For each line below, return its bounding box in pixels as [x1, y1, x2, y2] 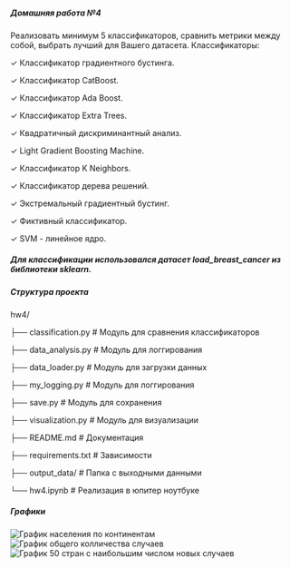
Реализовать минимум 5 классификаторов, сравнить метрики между [10, 30, 281, 41]
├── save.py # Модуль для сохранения [10, 397, 162, 408]
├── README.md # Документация [10, 432, 144, 444]
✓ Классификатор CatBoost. [10, 74, 120, 85]
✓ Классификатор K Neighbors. [10, 162, 131, 173]
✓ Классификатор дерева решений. [10, 180, 150, 191]
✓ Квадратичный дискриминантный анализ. [10, 127, 182, 138]
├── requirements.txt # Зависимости [10, 450, 152, 461]
